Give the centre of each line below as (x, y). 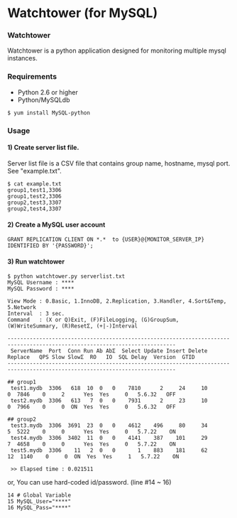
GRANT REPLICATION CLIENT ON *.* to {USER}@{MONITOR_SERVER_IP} (106, 239)
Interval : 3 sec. (36, 314)
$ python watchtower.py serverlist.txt (66, 276)
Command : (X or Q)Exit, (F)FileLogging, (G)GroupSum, (93, 320)
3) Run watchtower (36, 261)
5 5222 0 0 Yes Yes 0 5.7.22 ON (92, 432)
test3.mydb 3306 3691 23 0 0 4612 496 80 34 (109, 426)
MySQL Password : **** (41, 289)
